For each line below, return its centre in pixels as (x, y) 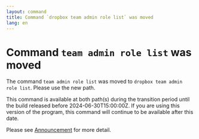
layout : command (26, 12)
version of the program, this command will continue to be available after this (100, 112)
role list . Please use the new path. (51, 88)
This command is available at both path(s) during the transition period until (98, 100)
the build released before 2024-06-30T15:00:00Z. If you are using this (93, 106)
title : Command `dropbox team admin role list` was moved (80, 17)
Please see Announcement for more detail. (59, 130)
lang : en (17, 23)
